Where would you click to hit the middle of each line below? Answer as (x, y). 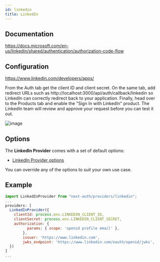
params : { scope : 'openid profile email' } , (73, 228)
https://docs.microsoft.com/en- (37, 46)
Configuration (27, 66)
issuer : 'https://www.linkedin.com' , (61, 237)
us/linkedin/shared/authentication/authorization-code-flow (65, 51)
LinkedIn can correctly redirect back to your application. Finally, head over (80, 98)
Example (19, 185)
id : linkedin (18, 10)
